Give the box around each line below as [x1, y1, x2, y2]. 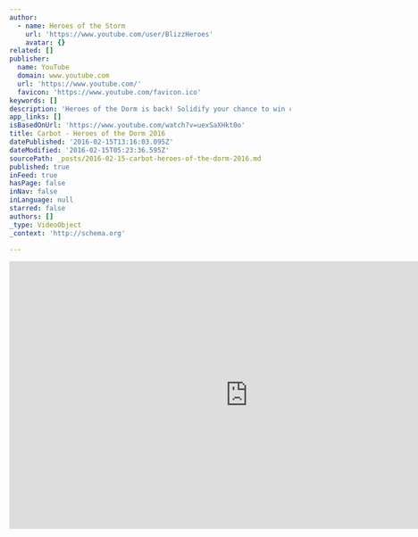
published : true [9, 162, 70, 171]
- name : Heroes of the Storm [17, 21, 126, 30]
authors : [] [9, 211, 54, 221]
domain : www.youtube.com [17, 71, 110, 80]
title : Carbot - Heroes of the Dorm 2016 [9, 129, 166, 138]
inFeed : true [9, 170, 58, 179]
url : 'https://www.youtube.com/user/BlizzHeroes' [25, 29, 214, 38]
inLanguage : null [9, 195, 74, 205]
